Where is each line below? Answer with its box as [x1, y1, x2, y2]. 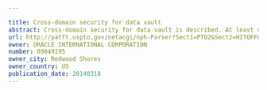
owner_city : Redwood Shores [8, 55, 102, 63]
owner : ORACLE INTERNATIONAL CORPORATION [8, 40, 148, 48]
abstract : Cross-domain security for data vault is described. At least [8, 25, 254, 34]
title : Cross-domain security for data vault [8, 18, 161, 26]
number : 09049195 [8, 48, 66, 56]
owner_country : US [8, 62, 69, 71]
